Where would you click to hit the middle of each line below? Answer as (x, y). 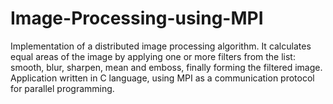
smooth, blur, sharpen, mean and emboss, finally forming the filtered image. (166, 67)
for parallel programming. (62, 88)
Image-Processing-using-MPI (137, 18)
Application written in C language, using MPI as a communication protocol (162, 78)
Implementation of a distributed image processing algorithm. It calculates (161, 46)
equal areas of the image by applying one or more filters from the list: (153, 56)
